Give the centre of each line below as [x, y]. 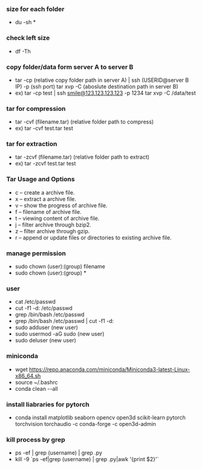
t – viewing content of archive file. [57, 218]
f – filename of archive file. [48, 211]
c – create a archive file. [45, 192]
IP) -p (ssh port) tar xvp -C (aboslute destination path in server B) [96, 86]
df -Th [23, 51]
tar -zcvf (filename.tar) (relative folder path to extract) [82, 157]
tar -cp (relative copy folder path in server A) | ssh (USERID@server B [102, 80]
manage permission [36, 253]
